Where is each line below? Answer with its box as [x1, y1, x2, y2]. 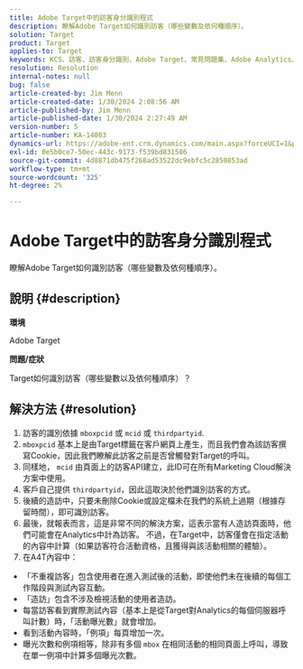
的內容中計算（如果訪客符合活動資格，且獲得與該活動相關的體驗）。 [22, 540, 272, 551]
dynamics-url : [9, 139, 63, 148]
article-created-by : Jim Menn [9, 88, 124, 98]
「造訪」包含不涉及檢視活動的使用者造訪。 [22, 593, 181, 604]
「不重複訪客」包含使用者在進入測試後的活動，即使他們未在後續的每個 [22, 571, 284, 581]
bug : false [9, 80, 50, 89]
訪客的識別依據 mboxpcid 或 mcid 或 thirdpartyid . [22, 427, 205, 438]
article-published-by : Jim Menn [9, 106, 131, 115]
